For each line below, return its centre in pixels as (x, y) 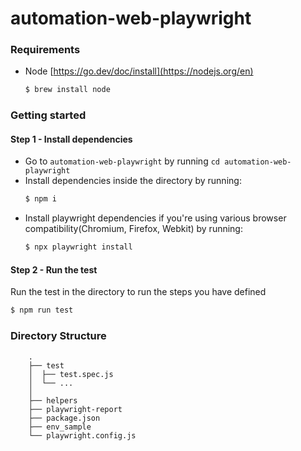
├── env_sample (60, 427)
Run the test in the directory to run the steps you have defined (138, 292)
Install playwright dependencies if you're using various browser (155, 218)
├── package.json (64, 418)
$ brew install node (67, 90)
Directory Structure (58, 336)
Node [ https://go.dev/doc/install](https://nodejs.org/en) (139, 71)
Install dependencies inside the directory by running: (133, 181)
